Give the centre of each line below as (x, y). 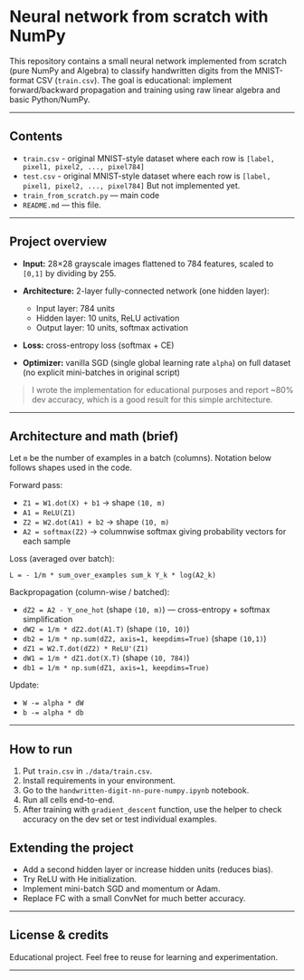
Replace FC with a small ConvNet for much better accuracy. (134, 898)
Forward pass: (36, 485)
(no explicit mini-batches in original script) (101, 372)
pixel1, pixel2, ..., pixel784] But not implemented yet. (131, 185)
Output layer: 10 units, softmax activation (112, 327)
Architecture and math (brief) (94, 436)
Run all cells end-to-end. (68, 800)
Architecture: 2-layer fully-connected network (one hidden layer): (146, 291)
